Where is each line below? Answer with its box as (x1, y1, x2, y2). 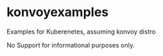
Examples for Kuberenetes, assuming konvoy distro (6, 27, 156, 36)
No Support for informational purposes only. (6, 41, 135, 49)
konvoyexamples (6, 4, 109, 20)
